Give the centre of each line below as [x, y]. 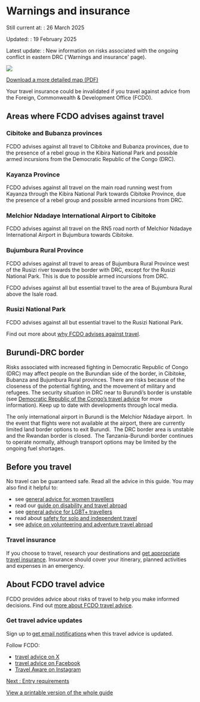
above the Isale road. [32, 294]
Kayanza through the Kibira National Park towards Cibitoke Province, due [96, 194]
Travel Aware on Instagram [48, 669]
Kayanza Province [33, 174]
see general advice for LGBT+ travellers [63, 512]
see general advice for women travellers [64, 499]
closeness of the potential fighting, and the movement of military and [91, 386]
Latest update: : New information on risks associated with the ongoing [92, 50]
